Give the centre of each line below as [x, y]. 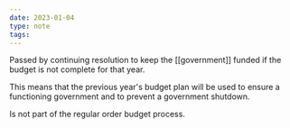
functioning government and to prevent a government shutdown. [130, 96]
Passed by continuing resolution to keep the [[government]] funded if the [145, 60]
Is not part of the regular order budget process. [97, 114]
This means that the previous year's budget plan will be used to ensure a [145, 87]
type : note [30, 26]
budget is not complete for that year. [77, 69]
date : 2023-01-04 [42, 18]
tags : [19, 34]
